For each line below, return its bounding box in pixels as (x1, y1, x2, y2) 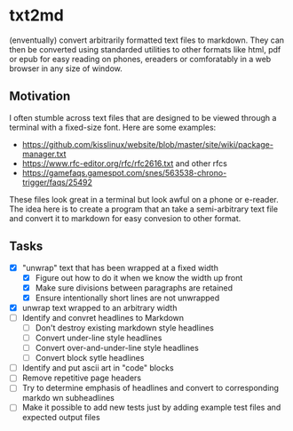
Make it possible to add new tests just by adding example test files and (21, 402, 281, 413)
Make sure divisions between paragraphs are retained (35, 282, 234, 293)
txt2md (9, 5, 64, 26)
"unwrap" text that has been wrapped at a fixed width (21, 262, 219, 273)
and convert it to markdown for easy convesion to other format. (9, 212, 242, 223)
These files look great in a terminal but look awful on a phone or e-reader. (9, 194, 279, 204)
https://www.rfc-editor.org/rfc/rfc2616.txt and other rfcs (21, 157, 228, 169)
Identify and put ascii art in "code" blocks (21, 363, 175, 373)
